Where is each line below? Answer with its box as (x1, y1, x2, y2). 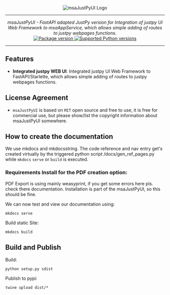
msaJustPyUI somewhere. (12, 118, 67, 124)
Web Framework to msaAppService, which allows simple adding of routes (8, 25, 162, 30)
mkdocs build (5, 229, 33, 234)
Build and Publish (5, 243, 62, 252)
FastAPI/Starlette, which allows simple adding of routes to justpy (12, 73, 147, 79)
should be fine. (5, 191, 36, 197)
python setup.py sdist (5, 266, 53, 271)
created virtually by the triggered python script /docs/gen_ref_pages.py (5, 151, 155, 157)
